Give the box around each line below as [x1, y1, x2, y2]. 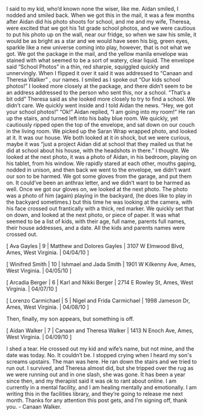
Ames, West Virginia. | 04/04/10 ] [6, 249, 90, 256]
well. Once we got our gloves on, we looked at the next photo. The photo [6, 186, 188, 193]
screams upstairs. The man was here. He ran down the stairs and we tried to [6, 358, 197, 365]
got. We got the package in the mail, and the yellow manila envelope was [6, 50, 188, 57]
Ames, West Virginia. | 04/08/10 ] [6, 303, 89, 310]
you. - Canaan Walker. [6, 403, 62, 410]
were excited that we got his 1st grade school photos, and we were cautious [6, 24, 196, 32]
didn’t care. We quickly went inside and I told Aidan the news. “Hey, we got [6, 102, 194, 109]
